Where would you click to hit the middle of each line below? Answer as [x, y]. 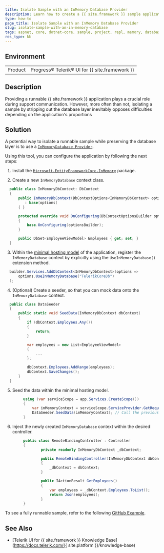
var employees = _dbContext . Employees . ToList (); [100, 490]
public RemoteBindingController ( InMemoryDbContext [93, 459]
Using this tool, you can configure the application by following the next [76, 156]
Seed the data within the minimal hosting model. [61, 390]
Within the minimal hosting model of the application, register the [76, 252]
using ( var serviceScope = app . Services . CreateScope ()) [81, 399]
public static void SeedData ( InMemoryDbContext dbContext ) [79, 313]
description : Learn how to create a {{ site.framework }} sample [73, 14]
